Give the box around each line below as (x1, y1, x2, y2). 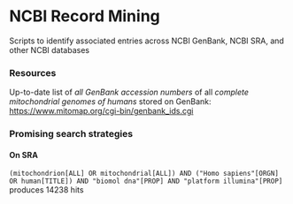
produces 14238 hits (9, 185, 84, 195)
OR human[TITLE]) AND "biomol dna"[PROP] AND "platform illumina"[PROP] (9, 177, 283, 186)
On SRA (9, 149, 38, 160)
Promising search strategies (9, 128, 134, 140)
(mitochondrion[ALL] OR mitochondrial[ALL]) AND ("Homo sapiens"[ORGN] (9, 170, 279, 178)
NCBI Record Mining (9, 6, 161, 26)
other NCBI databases (9, 44, 90, 55)
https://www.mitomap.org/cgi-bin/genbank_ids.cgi (9, 106, 194, 117)
